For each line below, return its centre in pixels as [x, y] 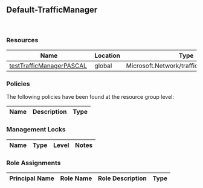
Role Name [76, 178]
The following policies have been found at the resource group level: [90, 97]
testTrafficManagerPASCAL [48, 66]
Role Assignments [34, 163]
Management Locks [36, 130]
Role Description [122, 178]
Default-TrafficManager [52, 10]
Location [108, 55]
